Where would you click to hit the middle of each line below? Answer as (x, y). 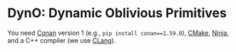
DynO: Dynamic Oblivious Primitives (117, 13)
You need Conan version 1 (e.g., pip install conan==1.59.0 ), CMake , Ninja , (118, 33)
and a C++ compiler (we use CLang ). (62, 40)
